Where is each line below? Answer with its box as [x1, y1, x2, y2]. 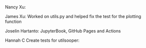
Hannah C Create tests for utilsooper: [5, 37, 80, 43]
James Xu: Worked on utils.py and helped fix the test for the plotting [5, 14, 142, 19]
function [5, 19, 22, 24]
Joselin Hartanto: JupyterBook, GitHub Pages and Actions [5, 28, 121, 33]
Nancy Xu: [5, 4, 26, 10]
